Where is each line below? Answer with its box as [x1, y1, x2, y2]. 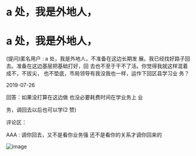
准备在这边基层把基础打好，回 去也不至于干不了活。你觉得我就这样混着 [16, 62, 188, 69]
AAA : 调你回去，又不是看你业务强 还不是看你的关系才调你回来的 [6, 131, 162, 138]
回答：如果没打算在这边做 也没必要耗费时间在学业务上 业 [6, 94, 143, 101]
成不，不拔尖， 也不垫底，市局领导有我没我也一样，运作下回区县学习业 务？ [6, 70, 190, 77]
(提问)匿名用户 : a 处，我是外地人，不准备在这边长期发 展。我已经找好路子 [6, 55, 185, 62]
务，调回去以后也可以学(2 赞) [6, 107, 77, 114]
